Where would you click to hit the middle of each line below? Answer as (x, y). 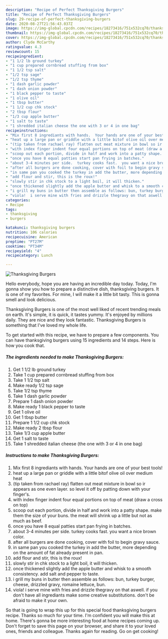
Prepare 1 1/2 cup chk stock (41, 423)
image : (12, 28)
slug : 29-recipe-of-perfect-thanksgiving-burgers (58, 19)
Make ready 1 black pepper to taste (49, 407)
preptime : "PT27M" (25, 242)
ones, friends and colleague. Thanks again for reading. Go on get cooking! (82, 632)
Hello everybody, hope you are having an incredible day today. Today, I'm (81, 284)
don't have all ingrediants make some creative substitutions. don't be (84, 595)
